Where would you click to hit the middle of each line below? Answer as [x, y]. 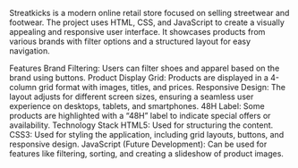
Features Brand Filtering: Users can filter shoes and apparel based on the [145, 68]
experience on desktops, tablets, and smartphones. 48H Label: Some [137, 106]
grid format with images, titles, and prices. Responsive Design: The [162, 87]
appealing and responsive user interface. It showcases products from [137, 32]
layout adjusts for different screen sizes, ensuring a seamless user [132, 97]
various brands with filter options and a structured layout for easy [130, 41]
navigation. [30, 51]
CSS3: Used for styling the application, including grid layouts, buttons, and [147, 134]
